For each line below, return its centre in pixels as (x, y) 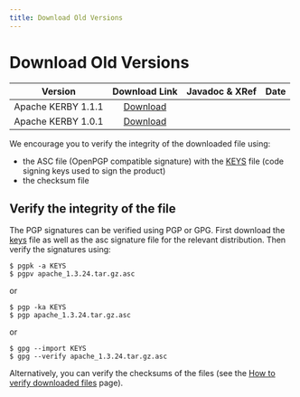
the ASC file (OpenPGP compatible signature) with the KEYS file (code (153, 161)
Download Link (145, 91)
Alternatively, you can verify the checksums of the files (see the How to (142, 373)
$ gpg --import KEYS (48, 349)
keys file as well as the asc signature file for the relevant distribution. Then (148, 240)
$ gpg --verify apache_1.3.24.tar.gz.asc (89, 357)
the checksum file (56, 180)
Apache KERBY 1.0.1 (59, 121)
